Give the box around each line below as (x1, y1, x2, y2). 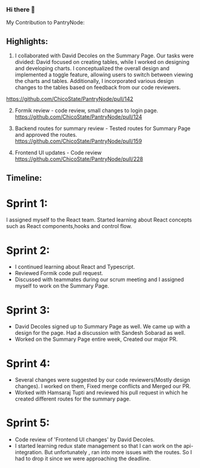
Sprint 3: (6, 303, 50, 317)
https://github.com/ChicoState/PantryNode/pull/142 (6, 96, 134, 103)
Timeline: (6, 173, 42, 183)
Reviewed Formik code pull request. (14, 270, 103, 277)
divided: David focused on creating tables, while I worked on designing (14, 59, 190, 66)
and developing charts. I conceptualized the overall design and (14, 65, 170, 72)
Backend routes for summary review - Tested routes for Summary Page (14, 125, 191, 132)
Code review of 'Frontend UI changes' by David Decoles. (14, 436, 155, 444)
